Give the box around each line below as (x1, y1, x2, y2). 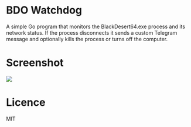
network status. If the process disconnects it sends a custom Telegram (6, 29, 178, 36)
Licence (6, 96, 46, 109)
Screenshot (6, 56, 64, 69)
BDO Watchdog (6, 4, 83, 17)
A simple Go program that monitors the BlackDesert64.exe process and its (6, 23, 186, 30)
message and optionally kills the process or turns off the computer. (6, 35, 168, 42)
